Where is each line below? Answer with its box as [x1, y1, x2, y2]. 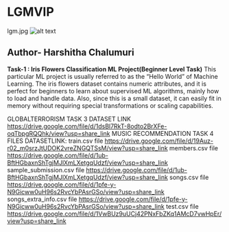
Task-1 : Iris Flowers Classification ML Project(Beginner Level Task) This [7, 65, 217, 73]
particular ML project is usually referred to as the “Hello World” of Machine [7, 72, 218, 80]
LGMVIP [7, 4, 55, 20]
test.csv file [165, 202, 199, 210]
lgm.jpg [7, 27, 29, 35]
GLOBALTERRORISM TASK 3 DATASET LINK [7, 115, 132, 123]
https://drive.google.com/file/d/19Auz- [104, 137, 214, 145]
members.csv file [169, 143, 218, 152]
